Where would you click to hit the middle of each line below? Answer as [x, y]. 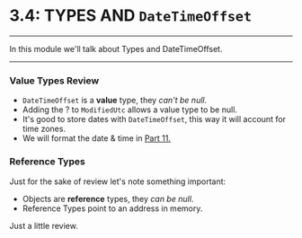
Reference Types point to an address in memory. [112, 208]
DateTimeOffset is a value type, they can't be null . [115, 101]
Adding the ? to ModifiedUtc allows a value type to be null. [130, 110]
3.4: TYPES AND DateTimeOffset [130, 16]
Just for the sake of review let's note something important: [118, 181]
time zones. [44, 129]
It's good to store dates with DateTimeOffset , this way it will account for [154, 119]
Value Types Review [54, 80]
